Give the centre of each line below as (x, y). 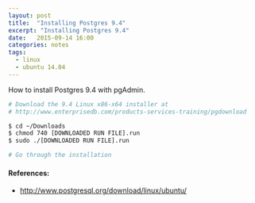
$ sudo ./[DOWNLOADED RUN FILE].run (69, 141)
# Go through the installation (60, 155)
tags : (17, 52)
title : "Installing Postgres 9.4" (67, 23)
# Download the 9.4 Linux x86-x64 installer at (89, 104)
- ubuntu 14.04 (41, 67)
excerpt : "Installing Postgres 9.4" (69, 30)
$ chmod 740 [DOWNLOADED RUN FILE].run (74, 133)
